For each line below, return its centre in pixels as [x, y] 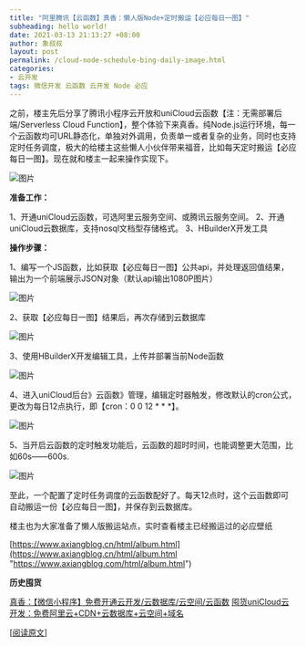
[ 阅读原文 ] [29, 632]
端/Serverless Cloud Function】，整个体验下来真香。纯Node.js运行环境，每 [149, 124]
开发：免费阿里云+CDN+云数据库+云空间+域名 [97, 613]
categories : [32, 69]
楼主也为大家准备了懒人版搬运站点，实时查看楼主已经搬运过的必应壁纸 [141, 526]
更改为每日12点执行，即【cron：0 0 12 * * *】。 [97, 406]
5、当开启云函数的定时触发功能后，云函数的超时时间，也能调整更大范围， [148, 444]
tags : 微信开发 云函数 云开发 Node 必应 [79, 86]
